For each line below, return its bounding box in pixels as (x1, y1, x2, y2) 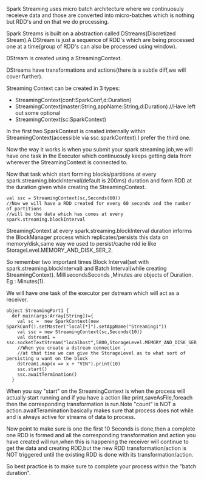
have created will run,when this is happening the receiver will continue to (6, 438, 189, 445)
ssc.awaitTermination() (17, 372, 78, 378)
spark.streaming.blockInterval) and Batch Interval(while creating (6, 265, 167, 272)
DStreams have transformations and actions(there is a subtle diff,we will (6, 66, 186, 74)
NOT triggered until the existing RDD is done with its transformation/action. (6, 451, 194, 458)
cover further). (6, 73, 43, 80)
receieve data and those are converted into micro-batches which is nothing (6, 12, 194, 19)
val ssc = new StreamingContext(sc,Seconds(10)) (17, 329, 143, 335)
